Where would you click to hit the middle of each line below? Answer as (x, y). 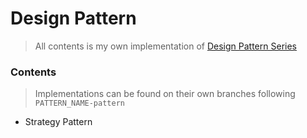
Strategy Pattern (58, 122)
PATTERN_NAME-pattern (79, 103)
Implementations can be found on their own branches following (165, 94)
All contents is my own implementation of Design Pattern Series (165, 46)
